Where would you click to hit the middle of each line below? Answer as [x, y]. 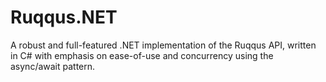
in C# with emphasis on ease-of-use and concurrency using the [142, 55]
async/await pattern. [53, 66]
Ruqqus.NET [64, 17]
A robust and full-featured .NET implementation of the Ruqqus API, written [163, 45]
